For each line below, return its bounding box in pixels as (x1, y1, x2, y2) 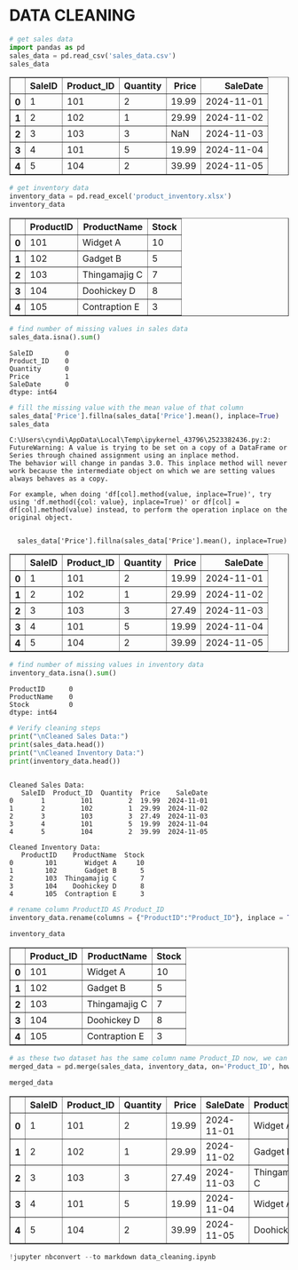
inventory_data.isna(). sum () (9, 669, 117, 678)
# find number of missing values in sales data (9, 325, 189, 334)
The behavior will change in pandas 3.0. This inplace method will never (9, 459, 288, 468)
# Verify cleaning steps (9, 724, 101, 733)
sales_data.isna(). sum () (9, 332, 101, 342)
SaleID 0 (9, 348, 69, 358)
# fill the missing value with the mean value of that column (9, 403, 244, 412)
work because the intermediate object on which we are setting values (9, 467, 276, 476)
